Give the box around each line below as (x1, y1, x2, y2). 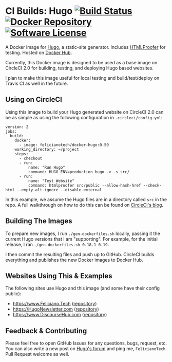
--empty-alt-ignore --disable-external (16, 187, 102, 192)
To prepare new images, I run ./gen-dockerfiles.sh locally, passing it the (5, 230, 160, 237)
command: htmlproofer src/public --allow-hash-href (28, 183, 141, 188)
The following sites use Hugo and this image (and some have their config (5, 285, 160, 292)
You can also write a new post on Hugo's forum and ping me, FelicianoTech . (5, 346, 167, 352)
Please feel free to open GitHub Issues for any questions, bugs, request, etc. (5, 340, 167, 347)
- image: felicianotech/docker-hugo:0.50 (18, 142, 109, 148)
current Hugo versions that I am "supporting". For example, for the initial (5, 236, 158, 242)
